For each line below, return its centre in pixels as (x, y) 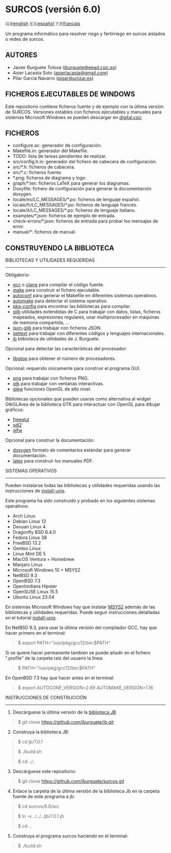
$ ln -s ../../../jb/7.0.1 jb (41, 816)
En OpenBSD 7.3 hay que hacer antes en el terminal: (60, 678)
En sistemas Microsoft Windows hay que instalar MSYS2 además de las (80, 607)
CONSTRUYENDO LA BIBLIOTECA (60, 248)
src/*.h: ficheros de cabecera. (44, 167)
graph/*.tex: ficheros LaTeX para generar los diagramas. (71, 183)
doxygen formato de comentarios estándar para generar (72, 450)
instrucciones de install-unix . (36, 491)
